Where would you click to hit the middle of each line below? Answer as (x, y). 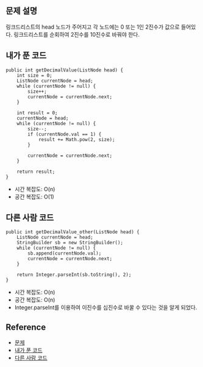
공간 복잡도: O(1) (34, 197)
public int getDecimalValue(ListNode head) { (64, 70)
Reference (26, 327)
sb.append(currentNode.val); (65, 253)
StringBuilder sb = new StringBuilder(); (70, 243)
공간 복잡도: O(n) (35, 300)
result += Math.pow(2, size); (77, 139)
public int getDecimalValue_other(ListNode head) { (73, 232)
